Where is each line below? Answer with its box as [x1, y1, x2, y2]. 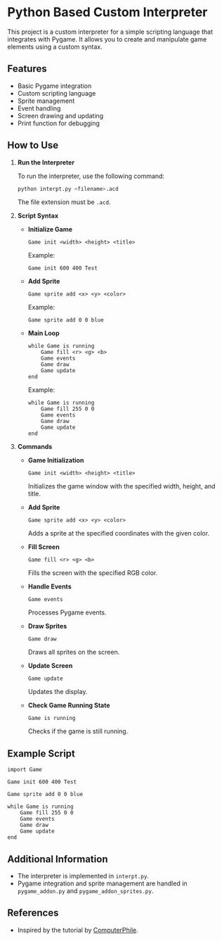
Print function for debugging [17, 119, 100, 127]
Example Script [7, 747, 76, 759]
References [7, 907, 59, 919]
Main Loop [27, 329, 60, 338]
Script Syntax [17, 212, 58, 220]
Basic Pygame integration [17, 82, 92, 90]
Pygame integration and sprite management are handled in [17, 879, 188, 888]
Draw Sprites [27, 622, 67, 631]
